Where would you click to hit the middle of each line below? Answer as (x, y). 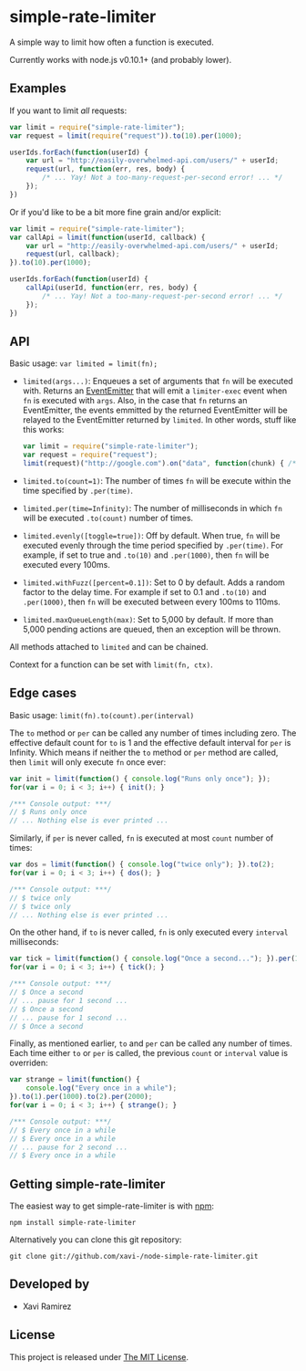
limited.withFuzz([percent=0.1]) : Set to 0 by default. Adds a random (153, 582)
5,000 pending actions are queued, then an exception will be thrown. (152, 629)
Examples (38, 89)
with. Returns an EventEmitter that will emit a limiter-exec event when (155, 391)
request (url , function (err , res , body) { (105, 169)
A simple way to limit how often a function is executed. (112, 42)
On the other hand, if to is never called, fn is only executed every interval (149, 932)
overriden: (29, 1063)
